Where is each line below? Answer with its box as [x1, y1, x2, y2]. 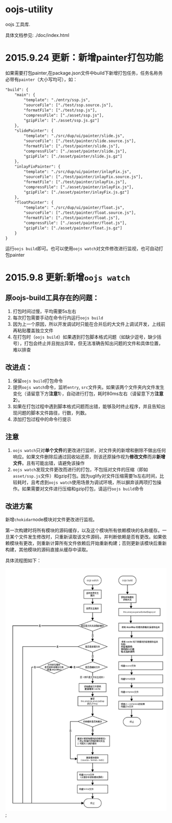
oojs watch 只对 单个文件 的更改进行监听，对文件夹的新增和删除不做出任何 [12, 447, 166, 453]
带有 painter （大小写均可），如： [9, 76, 78, 83]
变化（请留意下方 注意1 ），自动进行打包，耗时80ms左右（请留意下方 [12, 390, 155, 397]
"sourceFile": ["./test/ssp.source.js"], [24, 102, 114, 108]
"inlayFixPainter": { [14, 164, 60, 169]
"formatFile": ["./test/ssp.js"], [24, 108, 97, 113]
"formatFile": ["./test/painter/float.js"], [24, 215, 120, 220]
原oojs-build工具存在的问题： [5, 294, 99, 302]
